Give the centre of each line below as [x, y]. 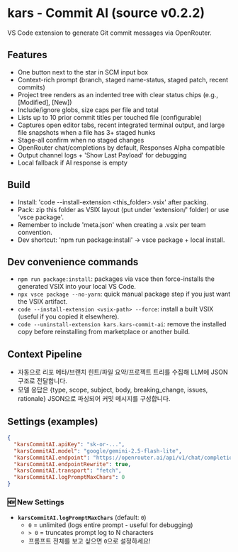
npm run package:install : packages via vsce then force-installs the [116, 279]
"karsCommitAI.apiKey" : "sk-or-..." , [69, 444]
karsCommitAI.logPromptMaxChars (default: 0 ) [82, 518]
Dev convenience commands [73, 261]
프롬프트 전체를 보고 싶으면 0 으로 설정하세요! [89, 541]
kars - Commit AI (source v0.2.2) [106, 13]
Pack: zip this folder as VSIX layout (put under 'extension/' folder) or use [123, 209]
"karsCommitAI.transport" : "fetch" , [68, 471]
